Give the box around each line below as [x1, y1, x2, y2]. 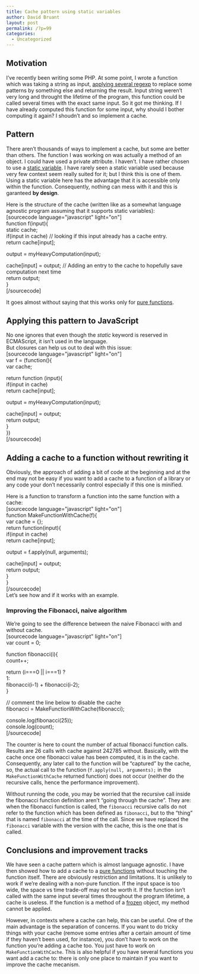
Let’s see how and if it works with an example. [6, 592, 119, 599]
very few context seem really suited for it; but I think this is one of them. [6, 170, 182, 177]
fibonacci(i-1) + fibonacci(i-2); [6, 681, 80, 688]
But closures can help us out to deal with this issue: [6, 344, 132, 351]
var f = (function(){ [6, 357, 52, 364]
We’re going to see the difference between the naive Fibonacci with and [6, 620, 182, 627]
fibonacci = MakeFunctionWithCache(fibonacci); [6, 705, 125, 712]
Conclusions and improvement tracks [6, 845, 149, 855]
